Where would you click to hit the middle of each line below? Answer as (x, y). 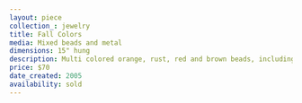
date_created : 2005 (46, 76)
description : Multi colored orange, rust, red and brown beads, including (152, 59)
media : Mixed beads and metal (66, 43)
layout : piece (36, 17)
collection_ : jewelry (50, 26)
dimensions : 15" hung (50, 51)
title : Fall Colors (46, 34)
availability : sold (46, 84)
